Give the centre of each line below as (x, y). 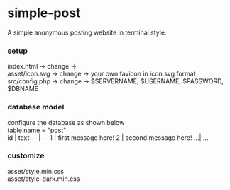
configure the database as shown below (66, 122)
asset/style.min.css (35, 171)
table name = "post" (37, 130)
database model (36, 107)
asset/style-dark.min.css (44, 179)
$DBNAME (23, 89)
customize (26, 155)
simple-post (44, 13)
